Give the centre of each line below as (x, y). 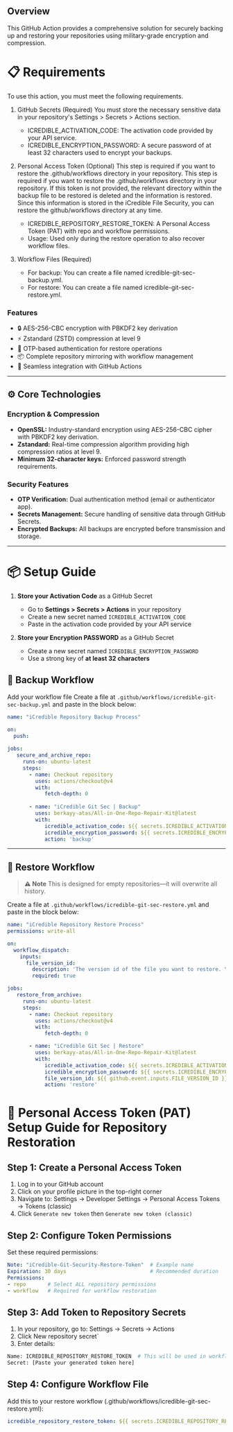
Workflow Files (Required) (54, 259)
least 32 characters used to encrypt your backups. (100, 153)
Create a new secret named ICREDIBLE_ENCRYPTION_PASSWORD (113, 650)
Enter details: (36, 1344)
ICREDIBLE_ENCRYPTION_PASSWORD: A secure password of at (119, 145)
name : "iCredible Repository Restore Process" (76, 925)
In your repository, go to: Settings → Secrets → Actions (96, 1329)
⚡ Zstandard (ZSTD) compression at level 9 (79, 338)
